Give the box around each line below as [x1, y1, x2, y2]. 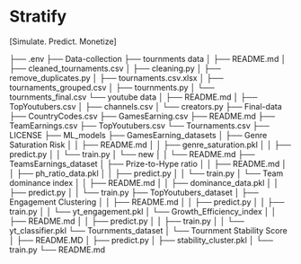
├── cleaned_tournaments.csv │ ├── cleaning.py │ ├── [9, 63, 222, 74]
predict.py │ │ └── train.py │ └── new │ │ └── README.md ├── [9, 148, 255, 159]
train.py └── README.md [9, 244, 106, 255]
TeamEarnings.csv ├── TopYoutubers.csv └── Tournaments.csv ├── [9, 119, 270, 131]
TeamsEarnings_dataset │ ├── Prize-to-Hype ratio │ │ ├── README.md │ [9, 158, 288, 169]
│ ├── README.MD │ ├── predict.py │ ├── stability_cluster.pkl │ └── [9, 234, 274, 245]
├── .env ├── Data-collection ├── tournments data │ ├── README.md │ [9, 53, 287, 64]
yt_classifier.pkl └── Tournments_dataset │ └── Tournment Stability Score [9, 224, 288, 235]
